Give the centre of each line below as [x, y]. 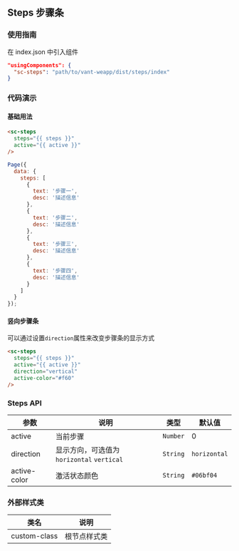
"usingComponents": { [39, 65]
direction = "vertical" [46, 372]
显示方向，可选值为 [88, 450]
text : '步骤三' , [55, 244]
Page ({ [17, 165]
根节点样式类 [86, 537]
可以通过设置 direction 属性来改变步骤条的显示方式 [81, 338]
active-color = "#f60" [44, 378]
